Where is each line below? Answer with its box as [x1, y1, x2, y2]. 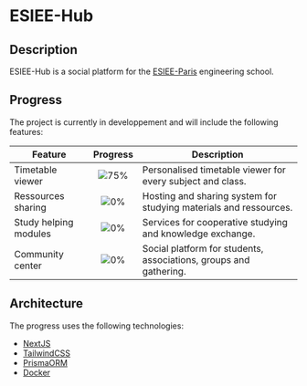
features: [9, 126, 44, 137]
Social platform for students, [142, 242, 264, 255]
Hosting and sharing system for [142, 189, 277, 202]
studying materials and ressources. [142, 201, 293, 214]
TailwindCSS [22, 348, 71, 359]
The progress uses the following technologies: [9, 320, 185, 331]
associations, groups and [142, 253, 250, 266]
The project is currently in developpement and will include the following [9, 116, 279, 128]
